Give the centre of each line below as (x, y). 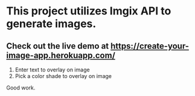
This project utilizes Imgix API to (89, 11)
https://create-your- (150, 46)
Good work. (21, 88)
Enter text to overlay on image (52, 70)
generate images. (51, 24)
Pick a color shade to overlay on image (63, 76)
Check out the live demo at (58, 46)
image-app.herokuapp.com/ (61, 55)
